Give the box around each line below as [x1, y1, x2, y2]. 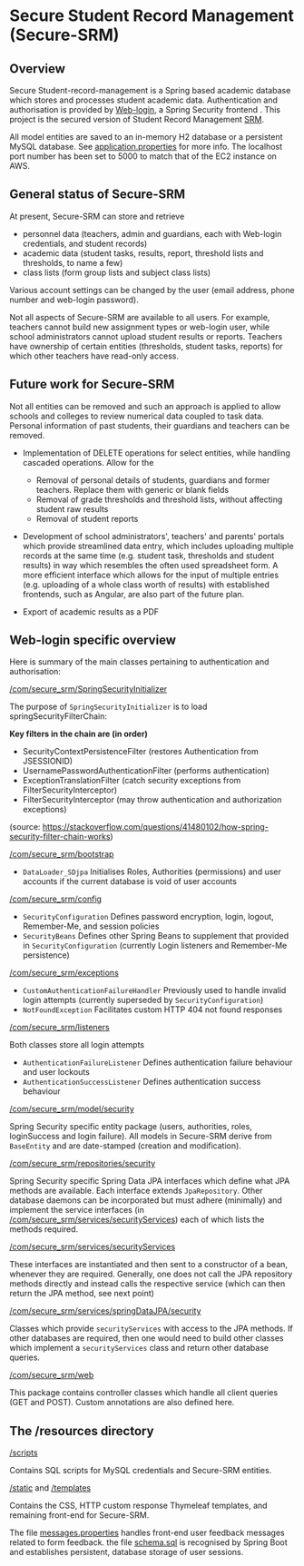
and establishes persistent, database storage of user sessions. [9, 1547, 244, 1558]
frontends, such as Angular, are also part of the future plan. [22, 588, 245, 599]
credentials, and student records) [22, 238, 148, 249]
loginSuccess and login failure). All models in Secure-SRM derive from [9, 1131, 272, 1142]
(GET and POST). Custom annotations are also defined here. [9, 1397, 235, 1408]
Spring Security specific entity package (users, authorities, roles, [9, 1121, 252, 1132]
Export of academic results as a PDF [22, 606, 160, 617]
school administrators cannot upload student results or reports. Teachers [9, 330, 283, 341]
